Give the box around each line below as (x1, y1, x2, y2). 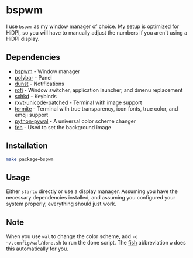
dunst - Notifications (14, 80, 64, 87)
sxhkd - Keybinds (14, 92, 57, 99)
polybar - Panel (14, 74, 52, 81)
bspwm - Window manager (14, 68, 80, 75)
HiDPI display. (6, 35, 40, 42)
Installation (6, 141, 48, 151)
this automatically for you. (6, 245, 68, 252)
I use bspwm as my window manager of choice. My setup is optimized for (6, 23, 180, 30)
